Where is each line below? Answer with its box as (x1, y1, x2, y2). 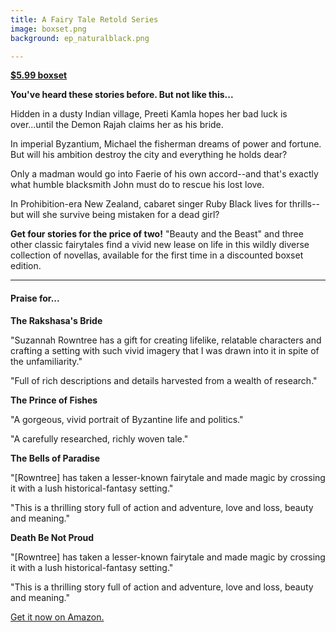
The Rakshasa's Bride (10, 314, 103, 326)
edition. (10, 260, 42, 272)
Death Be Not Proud (10, 531, 95, 543)
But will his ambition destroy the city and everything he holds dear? (10, 149, 288, 161)
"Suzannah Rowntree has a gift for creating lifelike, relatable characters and (10, 334, 322, 346)
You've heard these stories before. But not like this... (10, 89, 234, 101)
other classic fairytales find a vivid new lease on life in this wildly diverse (10, 239, 310, 251)
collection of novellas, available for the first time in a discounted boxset (10, 249, 304, 261)
